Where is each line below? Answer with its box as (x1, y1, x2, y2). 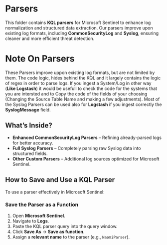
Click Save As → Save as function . (12, 228, 85, 234)
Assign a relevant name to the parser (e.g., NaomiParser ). (12, 233, 130, 240)
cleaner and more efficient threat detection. (5, 35, 95, 41)
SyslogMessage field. (5, 106, 51, 112)
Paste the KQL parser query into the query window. (12, 223, 118, 229)
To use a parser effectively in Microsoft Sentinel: (5, 188, 105, 195)
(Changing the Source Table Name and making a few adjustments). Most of (5, 96, 160, 102)
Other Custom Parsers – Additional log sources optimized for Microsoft (12, 155, 160, 161)
